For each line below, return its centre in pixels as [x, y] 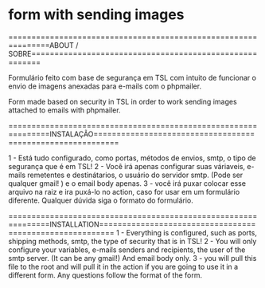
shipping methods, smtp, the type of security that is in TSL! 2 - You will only [132, 241]
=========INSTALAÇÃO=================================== [132, 134]
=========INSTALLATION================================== [132, 224]
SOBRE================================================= [133, 53]
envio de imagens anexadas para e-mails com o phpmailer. [105, 86]
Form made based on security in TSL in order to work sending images [123, 101]
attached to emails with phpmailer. [64, 110]
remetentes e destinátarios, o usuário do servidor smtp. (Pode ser [135, 175]
